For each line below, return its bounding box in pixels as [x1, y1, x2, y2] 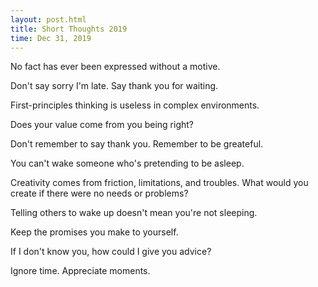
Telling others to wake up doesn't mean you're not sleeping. [10, 207, 258, 219]
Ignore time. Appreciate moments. [10, 265, 151, 277]
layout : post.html [10, 14, 87, 25]
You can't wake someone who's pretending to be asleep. [10, 157, 245, 170]
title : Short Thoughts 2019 [10, 24, 128, 34]
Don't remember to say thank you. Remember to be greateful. [10, 138, 264, 150]
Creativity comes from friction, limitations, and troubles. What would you [10, 177, 309, 189]
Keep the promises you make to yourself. [10, 226, 179, 238]
